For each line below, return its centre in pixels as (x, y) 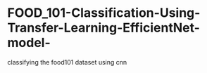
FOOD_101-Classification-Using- (104, 13)
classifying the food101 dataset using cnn (67, 62)
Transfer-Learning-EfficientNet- (104, 28)
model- (29, 43)
